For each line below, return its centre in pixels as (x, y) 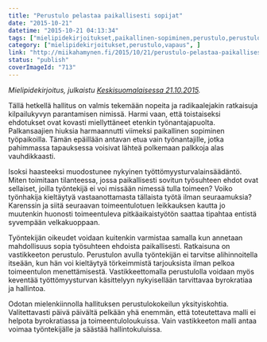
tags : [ (21, 38)
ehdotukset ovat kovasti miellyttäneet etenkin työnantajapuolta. (112, 122)
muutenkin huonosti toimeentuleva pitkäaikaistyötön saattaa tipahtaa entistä (132, 214)
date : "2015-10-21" (41, 23)
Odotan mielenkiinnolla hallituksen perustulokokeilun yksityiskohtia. (118, 304)
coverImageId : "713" (43, 68)
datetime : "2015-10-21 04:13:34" (64, 30)
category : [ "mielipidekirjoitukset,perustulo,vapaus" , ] (104, 45)
